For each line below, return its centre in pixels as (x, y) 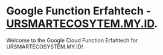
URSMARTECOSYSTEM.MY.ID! (45, 47)
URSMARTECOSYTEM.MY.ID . (82, 24)
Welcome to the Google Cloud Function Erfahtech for (72, 40)
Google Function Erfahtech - (79, 11)
